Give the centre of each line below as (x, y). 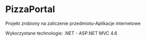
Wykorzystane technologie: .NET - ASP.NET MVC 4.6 (61, 33)
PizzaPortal (30, 9)
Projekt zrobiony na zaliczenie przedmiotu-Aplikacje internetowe (73, 23)
